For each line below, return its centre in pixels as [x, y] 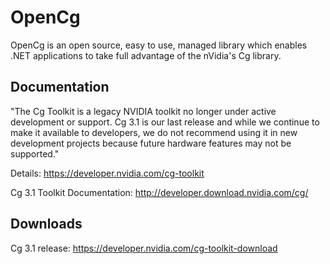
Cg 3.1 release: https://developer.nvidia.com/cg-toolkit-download [144, 248]
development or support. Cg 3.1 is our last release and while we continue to [165, 122]
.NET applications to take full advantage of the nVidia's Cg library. [146, 55]
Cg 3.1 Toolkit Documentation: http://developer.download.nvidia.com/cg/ [159, 192]
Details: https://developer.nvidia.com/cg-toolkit [107, 173]
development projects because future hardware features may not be [151, 143]
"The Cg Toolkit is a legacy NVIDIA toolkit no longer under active [143, 111]
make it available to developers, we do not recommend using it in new [154, 132]
